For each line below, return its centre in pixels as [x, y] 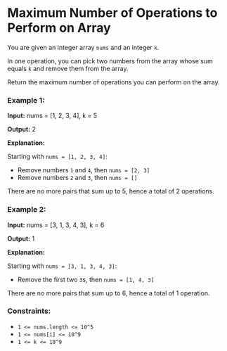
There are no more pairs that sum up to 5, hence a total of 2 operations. [111, 191]
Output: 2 [22, 129]
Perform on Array [59, 28]
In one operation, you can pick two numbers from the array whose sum [110, 60]
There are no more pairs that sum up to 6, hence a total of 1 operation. [109, 293]
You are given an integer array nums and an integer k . [83, 47]
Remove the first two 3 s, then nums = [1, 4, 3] [86, 279]
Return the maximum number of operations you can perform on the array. [113, 82]
